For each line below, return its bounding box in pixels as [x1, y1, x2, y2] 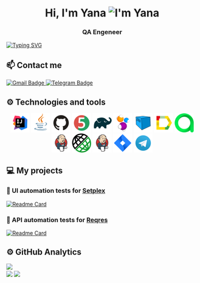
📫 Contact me [6, 60, 62, 70]
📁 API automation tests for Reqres [6, 215, 108, 224]
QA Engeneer [81, 28, 123, 37]
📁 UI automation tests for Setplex [6, 186, 106, 195]
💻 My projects [6, 165, 63, 176]
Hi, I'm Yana [44, 6, 106, 20]
